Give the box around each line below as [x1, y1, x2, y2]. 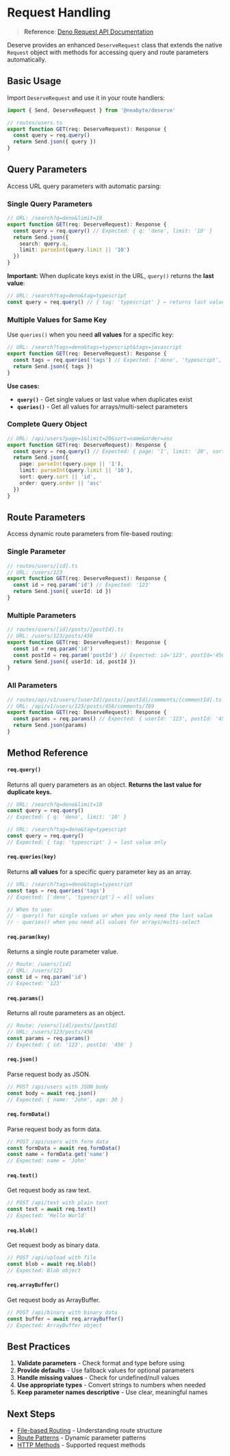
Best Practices [7, 1341, 71, 1353]
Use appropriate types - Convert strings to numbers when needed [16, 1381, 206, 1389]
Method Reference [7, 747, 88, 759]
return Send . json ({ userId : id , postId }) [13, 658, 136, 665]
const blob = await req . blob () [7, 1261, 97, 1268]
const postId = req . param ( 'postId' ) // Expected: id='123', [13, 651, 188, 658]
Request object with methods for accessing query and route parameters [7, 48, 209, 56]
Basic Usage [7, 76, 62, 87]
